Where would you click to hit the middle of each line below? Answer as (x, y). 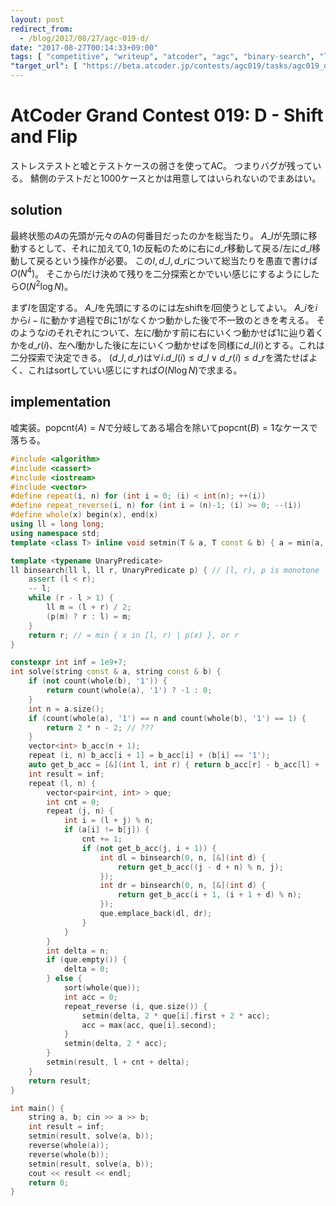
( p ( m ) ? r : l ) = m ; (89, 616)
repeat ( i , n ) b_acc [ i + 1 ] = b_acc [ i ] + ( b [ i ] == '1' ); (149, 756)
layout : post (37, 19)
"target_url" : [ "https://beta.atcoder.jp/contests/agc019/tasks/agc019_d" (171, 66)
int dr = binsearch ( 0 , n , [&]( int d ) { (183, 886)
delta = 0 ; (86, 969)
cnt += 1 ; (102, 839)
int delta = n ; (78, 951)
